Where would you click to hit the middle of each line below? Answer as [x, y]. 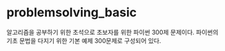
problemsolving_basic [72, 13]
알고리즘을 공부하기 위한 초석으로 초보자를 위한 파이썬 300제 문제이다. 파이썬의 [112, 32]
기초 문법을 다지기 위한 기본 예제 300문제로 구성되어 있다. [84, 40]
